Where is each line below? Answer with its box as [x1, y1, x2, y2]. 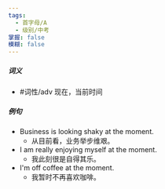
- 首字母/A [15, 19, 47, 27]
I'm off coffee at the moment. [19, 163, 115, 173]
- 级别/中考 [15, 26, 49, 34]
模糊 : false [8, 41, 45, 49]
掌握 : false [8, 33, 45, 42]
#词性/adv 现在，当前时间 [19, 87, 104, 96]
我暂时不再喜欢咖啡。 [31, 173, 101, 182]
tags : [8, 11, 26, 20]
